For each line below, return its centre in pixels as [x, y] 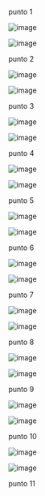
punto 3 [21, 106]
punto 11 [22, 483]
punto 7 [21, 295]
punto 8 [21, 342]
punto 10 [23, 436]
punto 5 [21, 201]
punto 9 [21, 389]
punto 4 [21, 153]
